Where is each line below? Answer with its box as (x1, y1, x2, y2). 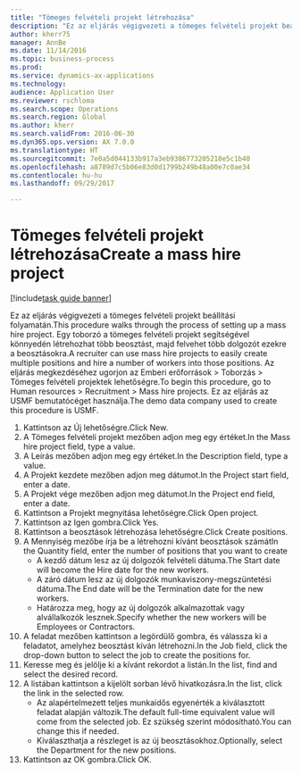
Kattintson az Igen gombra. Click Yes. (22, 517, 159, 528)
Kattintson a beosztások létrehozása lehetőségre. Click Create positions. (22, 527, 288, 537)
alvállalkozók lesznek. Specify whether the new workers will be (36, 612, 267, 623)
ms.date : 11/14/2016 (10, 46, 88, 55)
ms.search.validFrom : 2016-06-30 (10, 129, 135, 138)
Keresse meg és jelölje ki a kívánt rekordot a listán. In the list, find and (22, 660, 278, 670)
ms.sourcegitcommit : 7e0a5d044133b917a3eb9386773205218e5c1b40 (10, 154, 251, 163)
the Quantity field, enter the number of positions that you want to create (22, 545, 288, 556)
